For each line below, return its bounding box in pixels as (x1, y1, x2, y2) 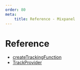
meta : (5, 12, 17, 17)
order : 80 (5, 7, 26, 12)
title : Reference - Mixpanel (14, 16, 75, 21)
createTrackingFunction (12, 54, 62, 60)
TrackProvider (12, 60, 42, 66)
